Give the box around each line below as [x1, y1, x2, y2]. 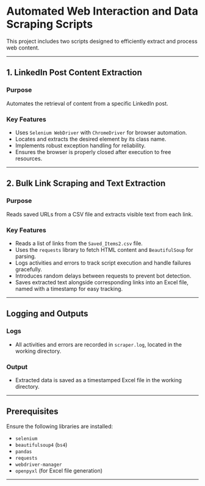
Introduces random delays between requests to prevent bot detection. [15, 272, 192, 279]
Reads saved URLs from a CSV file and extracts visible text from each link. [6, 210, 193, 218]
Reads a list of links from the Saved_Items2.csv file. [15, 240, 143, 247]
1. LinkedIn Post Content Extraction [6, 67, 142, 78]
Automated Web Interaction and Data [6, 4, 198, 18]
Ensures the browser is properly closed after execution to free [15, 148, 171, 155]
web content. [6, 44, 40, 51]
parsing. [15, 252, 37, 260]
